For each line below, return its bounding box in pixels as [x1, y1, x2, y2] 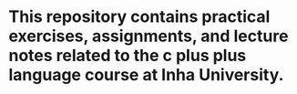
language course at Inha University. [8, 65, 284, 86]
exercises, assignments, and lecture [8, 26, 289, 47]
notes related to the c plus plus [8, 46, 247, 66]
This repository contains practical [8, 6, 271, 27]
